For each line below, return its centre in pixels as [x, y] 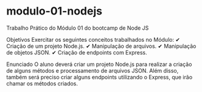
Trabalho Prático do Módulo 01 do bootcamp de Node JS [78, 28]
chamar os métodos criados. [42, 84]
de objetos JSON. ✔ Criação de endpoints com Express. [77, 52]
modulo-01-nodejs [54, 11]
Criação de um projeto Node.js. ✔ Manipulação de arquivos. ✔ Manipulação [101, 46]
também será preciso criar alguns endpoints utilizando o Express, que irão [99, 77]
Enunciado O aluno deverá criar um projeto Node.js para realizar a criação [99, 64]
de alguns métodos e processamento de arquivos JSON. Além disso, [92, 70]
